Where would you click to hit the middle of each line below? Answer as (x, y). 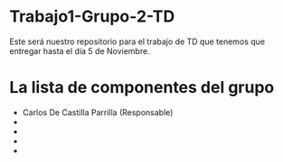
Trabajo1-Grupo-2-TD (92, 17)
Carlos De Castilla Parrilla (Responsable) (98, 112)
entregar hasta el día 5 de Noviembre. (80, 50)
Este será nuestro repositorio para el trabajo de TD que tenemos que (137, 41)
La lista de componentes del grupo (142, 88)
